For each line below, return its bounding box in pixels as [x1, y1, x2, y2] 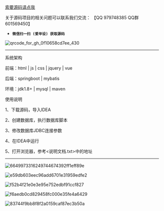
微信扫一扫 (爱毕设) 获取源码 [12, 31, 65, 36]
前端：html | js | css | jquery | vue [5, 65, 73, 71]
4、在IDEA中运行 [5, 138, 39, 143]
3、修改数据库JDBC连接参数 [5, 128, 62, 133]
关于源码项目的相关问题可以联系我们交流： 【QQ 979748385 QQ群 [5, 15, 139, 21]
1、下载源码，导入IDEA [5, 107, 51, 113]
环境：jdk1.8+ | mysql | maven [5, 86, 66, 92]
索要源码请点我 [5, 4, 35, 10]
